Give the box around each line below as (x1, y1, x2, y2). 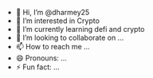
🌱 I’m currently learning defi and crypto (15, 25, 145, 33)
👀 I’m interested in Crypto (15, 16, 100, 25)
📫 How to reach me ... (15, 42, 90, 51)
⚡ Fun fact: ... (15, 62, 60, 72)
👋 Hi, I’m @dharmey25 (15, 8, 90, 17)
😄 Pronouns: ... (15, 53, 68, 63)
